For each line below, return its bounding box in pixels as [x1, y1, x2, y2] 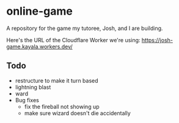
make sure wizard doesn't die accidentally [24, 109, 131, 117]
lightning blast [15, 83, 51, 91]
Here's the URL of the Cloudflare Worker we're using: [6, 36, 141, 43]
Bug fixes [15, 96, 40, 103]
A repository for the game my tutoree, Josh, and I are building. [6, 24, 163, 32]
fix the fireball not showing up [24, 103, 100, 110]
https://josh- [141, 36, 173, 43]
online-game [6, 4, 73, 18]
